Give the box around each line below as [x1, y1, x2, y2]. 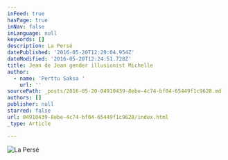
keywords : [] [7, 36, 45, 43]
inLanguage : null [7, 29, 58, 37]
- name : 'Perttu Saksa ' [13, 74, 85, 82]
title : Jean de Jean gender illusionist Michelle [7, 62, 154, 69]
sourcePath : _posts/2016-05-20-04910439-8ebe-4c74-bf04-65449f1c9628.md [7, 88, 222, 95]
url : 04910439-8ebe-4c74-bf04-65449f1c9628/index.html [7, 113, 169, 120]
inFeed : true [7, 10, 45, 17]
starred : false [7, 107, 51, 114]
